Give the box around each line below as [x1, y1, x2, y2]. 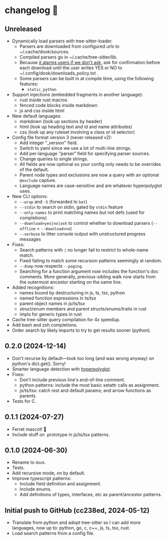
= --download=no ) [36, 225, 72, 231]
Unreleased [5, 25, 42, 33]
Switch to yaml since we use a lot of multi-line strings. [19, 145, 132, 151]
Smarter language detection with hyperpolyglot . [12, 366, 111, 372]
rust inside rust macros [19, 97, 67, 103]
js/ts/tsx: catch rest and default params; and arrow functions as [19, 387, 151, 393]
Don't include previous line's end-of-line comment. [19, 377, 125, 383]
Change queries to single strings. [19, 156, 89, 162]
